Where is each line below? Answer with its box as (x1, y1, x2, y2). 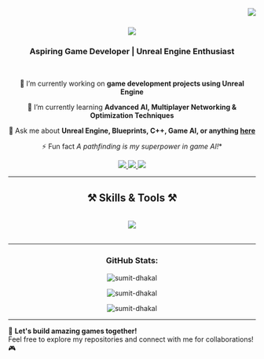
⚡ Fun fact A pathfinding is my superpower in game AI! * (42, 141, 222, 152)
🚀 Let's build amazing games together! (8, 326, 137, 335)
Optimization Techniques (90, 111, 174, 120)
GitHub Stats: (105, 255, 159, 266)
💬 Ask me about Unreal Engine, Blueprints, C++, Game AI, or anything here (8, 126, 256, 136)
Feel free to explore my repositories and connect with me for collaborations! (8, 334, 254, 344)
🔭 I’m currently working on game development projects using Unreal (19, 79, 245, 89)
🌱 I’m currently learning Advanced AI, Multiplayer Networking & (27, 102, 237, 112)
